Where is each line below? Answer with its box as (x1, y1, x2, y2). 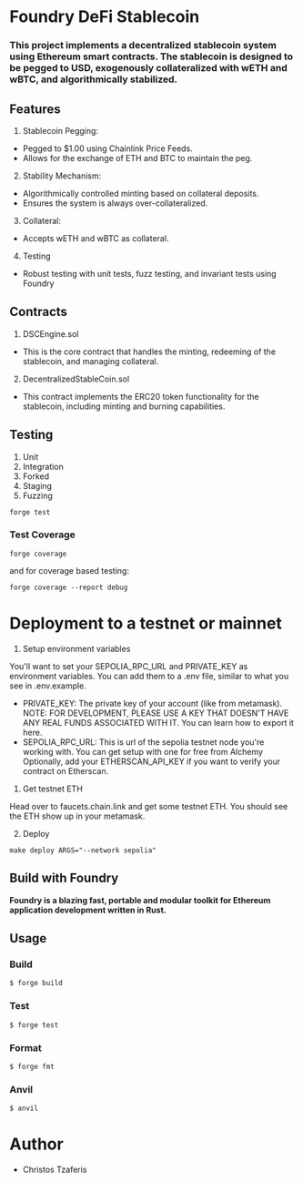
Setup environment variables (22, 643, 131, 654)
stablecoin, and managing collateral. (22, 355, 159, 366)
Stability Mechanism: (22, 170, 102, 181)
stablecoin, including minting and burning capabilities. (22, 401, 226, 412)
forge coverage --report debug (9, 583, 128, 592)
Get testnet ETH (22, 783, 84, 794)
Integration (22, 461, 64, 472)
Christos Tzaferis (22, 1164, 87, 1176)
